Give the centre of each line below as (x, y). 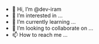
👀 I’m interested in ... (37, 15)
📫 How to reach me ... (40, 35)
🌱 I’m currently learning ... (44, 22)
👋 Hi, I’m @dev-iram (37, 9)
